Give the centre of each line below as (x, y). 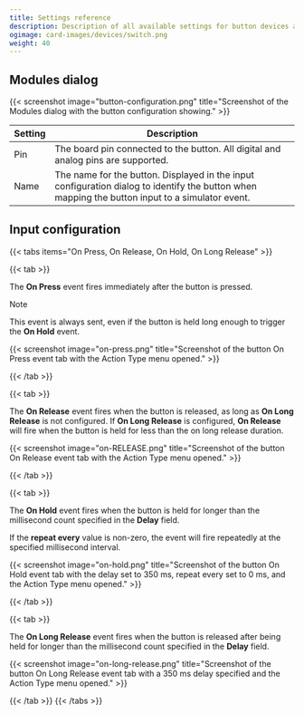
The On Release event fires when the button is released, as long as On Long (152, 411)
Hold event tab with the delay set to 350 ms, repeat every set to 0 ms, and (147, 574)
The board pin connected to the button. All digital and (167, 149)
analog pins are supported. (111, 160)
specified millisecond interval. (65, 547)
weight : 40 (30, 43)
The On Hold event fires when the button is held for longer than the (135, 510)
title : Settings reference (60, 18)
